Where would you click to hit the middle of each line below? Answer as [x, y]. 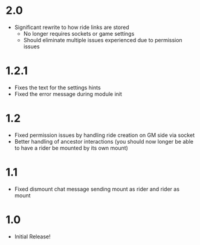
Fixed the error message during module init [68, 94]
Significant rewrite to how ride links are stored [72, 27]
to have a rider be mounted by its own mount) [71, 148]
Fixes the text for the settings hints [57, 87]
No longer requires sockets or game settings [79, 33]
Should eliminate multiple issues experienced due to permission [103, 40]
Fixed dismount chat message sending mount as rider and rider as [97, 189]
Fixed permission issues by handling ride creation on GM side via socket [104, 135]
